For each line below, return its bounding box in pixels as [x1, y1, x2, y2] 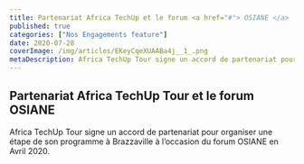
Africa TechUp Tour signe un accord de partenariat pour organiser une [9, 126, 273, 137]
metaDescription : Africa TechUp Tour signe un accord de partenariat [9, 55, 278, 64]
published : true [9, 22, 71, 31]
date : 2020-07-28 [9, 38, 75, 48]
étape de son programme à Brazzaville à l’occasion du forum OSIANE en [9, 136, 279, 147]
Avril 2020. [9, 145, 51, 156]
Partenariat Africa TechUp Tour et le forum [9, 88, 255, 104]
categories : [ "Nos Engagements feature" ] [9, 30, 168, 39]
